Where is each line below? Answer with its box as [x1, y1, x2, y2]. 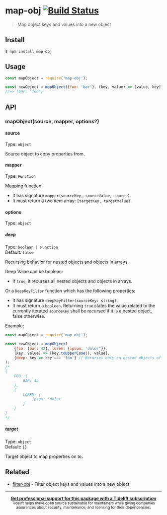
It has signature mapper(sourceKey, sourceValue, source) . [12, 192, 132, 198]
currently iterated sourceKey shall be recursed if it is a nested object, [12, 308, 153, 314]
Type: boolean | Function [5, 244, 58, 250]
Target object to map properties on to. [5, 453, 83, 459]
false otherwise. [12, 313, 46, 319]
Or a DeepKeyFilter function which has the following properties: [5, 288, 136, 294]
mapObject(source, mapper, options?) [5, 118, 99, 125]
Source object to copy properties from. [5, 150, 85, 156]
